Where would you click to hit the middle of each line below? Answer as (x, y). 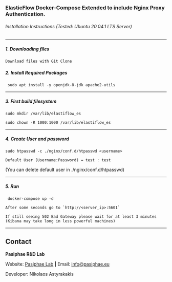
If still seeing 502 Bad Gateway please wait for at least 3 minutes (81, 217)
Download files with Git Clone (39, 61)
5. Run (12, 186)
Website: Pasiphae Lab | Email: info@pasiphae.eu (58, 264)
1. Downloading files (27, 49)
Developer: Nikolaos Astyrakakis (40, 274)
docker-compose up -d (30, 199)
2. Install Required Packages (36, 72)
